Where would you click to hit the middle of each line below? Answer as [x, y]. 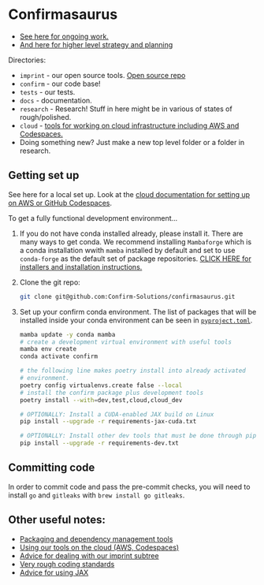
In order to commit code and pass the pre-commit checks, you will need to [129, 486]
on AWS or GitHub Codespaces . [60, 203]
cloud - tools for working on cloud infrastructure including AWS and [129, 125]
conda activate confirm [59, 356]
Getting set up [44, 175]
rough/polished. [45, 117]
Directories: [27, 60]
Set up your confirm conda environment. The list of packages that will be [138, 311]
